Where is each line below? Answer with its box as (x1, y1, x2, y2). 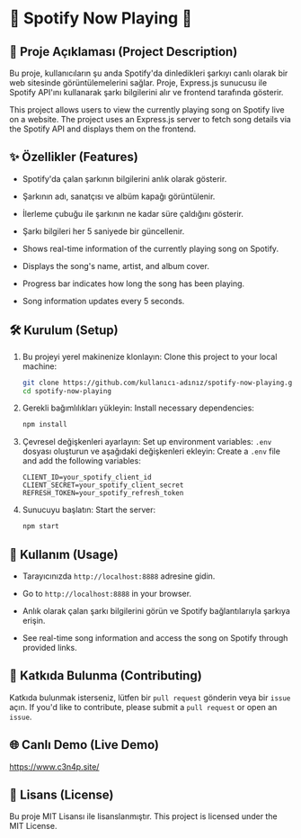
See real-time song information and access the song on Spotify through (22, 632, 288, 643)
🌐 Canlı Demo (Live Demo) (9, 737, 160, 752)
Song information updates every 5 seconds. (22, 295, 185, 306)
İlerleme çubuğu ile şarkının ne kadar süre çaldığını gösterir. (22, 208, 244, 219)
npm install (22, 420, 67, 429)
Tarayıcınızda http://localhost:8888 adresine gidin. (22, 571, 216, 581)
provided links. (22, 642, 78, 653)
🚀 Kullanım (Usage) (9, 546, 119, 562)
